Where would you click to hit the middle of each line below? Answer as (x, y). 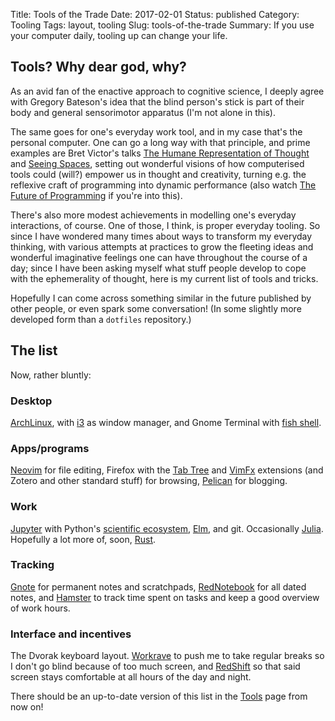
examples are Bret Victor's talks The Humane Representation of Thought (160, 153)
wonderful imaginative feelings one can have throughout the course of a (159, 257)
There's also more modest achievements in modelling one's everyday (153, 215)
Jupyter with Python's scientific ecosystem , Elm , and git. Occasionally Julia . (167, 528)
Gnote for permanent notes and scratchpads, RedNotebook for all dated (158, 586)
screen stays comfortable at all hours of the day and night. (131, 677)
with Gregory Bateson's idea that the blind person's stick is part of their (157, 101)
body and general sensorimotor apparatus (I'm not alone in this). (143, 112)
